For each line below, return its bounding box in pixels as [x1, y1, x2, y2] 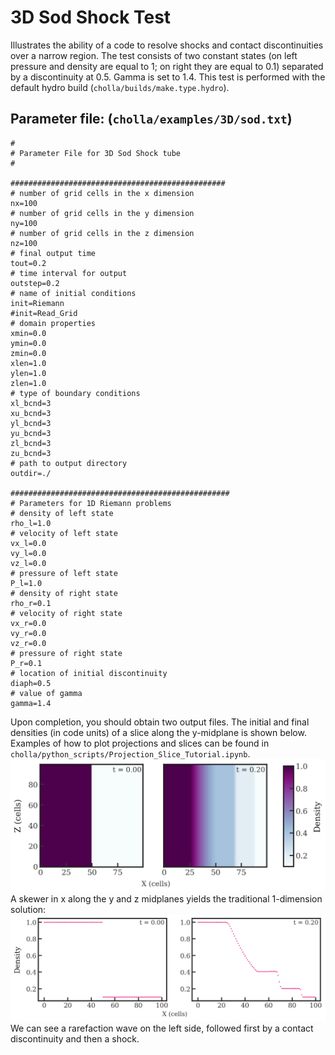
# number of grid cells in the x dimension [10, 188, 195, 198]
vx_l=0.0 [10, 538, 47, 548]
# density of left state [10, 508, 114, 518]
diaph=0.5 [10, 678, 52, 688]
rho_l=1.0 [10, 518, 52, 528]
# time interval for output [10, 268, 128, 278]
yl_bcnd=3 [10, 418, 52, 428]
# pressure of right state [10, 648, 123, 658]
